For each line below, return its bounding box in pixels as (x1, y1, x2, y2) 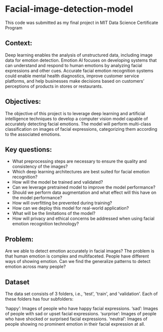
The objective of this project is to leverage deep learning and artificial (5, 110, 145, 116)
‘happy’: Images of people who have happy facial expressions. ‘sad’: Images (5, 306, 158, 311)
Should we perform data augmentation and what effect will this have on (12, 190, 157, 195)
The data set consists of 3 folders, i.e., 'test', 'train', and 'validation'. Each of (5, 291, 158, 297)
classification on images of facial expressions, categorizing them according (5, 126, 158, 132)
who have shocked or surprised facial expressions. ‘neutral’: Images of (5, 316, 148, 322)
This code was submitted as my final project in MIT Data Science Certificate (5, 20, 158, 25)
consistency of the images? (12, 164, 68, 169)
